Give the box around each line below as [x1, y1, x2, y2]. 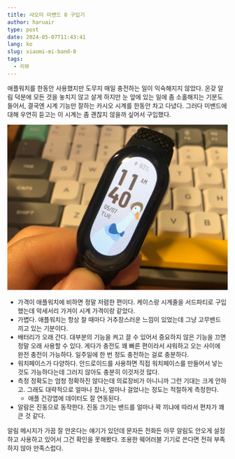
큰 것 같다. [17, 411, 46, 420]
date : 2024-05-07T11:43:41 [7, 34, 86, 41]
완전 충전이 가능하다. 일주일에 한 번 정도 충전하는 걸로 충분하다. [17, 350, 190, 358]
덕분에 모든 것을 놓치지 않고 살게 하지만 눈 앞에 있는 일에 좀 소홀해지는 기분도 [14, 92, 224, 101]
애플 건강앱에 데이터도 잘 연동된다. [27, 394, 122, 402]
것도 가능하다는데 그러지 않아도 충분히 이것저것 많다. [17, 367, 159, 376]
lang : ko [7, 41, 33, 48]
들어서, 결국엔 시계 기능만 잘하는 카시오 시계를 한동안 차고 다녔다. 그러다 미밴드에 [7, 101, 227, 110]
